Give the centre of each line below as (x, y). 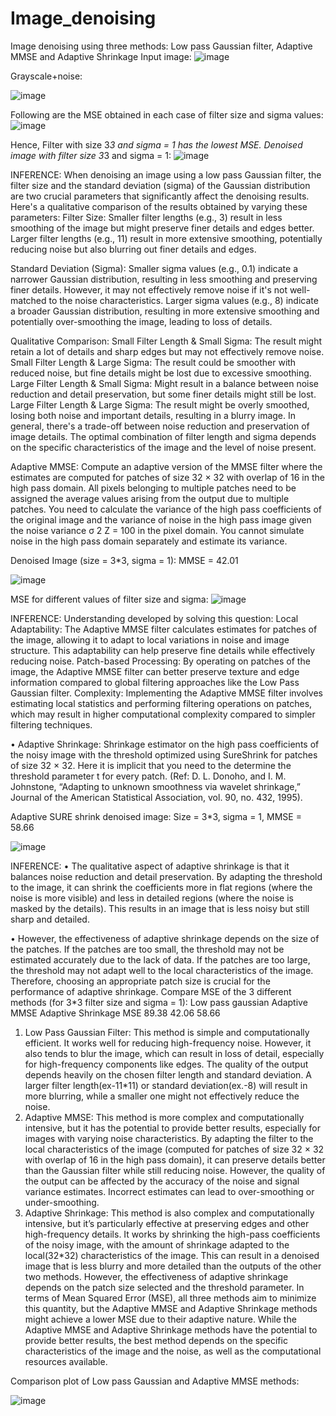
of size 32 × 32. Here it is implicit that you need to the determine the (151, 765)
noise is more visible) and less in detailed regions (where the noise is (152, 898)
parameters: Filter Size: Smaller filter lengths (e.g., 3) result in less (146, 217)
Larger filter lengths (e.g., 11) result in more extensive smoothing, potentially (166, 238)
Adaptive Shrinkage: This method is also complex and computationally (169, 1213)
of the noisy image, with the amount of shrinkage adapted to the (157, 1244)
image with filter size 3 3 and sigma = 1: (91, 155)
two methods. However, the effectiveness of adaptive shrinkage (156, 1276)
